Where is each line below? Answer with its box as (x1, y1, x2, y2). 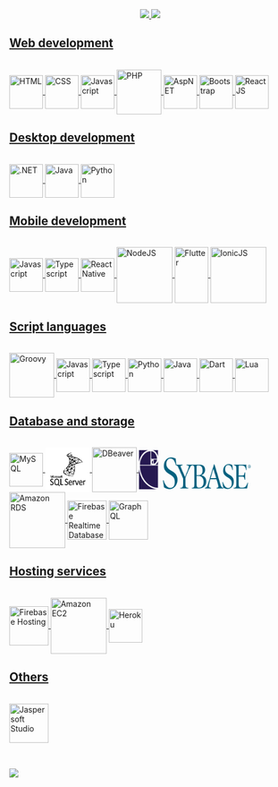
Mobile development (9, 214, 127, 229)
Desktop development (9, 130, 136, 146)
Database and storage (9, 414, 136, 429)
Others (9, 670, 49, 685)
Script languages (9, 319, 107, 334)
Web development (9, 36, 114, 51)
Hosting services (9, 564, 107, 579)
